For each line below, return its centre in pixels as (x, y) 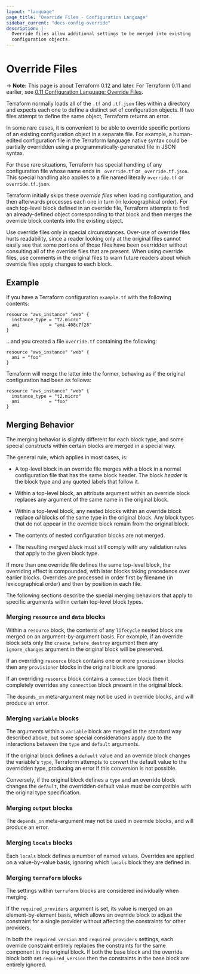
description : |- (26, 28)
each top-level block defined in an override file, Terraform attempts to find (98, 208)
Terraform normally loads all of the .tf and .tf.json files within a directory (98, 103)
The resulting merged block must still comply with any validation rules (101, 546)
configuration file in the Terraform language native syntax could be (105, 140)
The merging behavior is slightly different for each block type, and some (95, 439)
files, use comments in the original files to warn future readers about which (99, 257)
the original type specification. (44, 792)
